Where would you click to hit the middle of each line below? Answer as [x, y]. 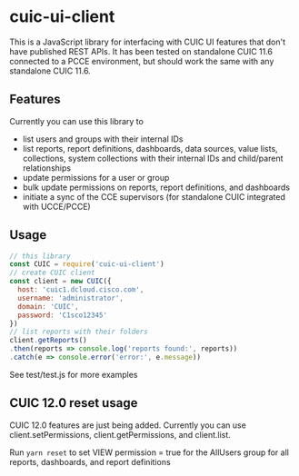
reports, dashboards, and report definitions [90, 461]
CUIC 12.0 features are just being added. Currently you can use [128, 425]
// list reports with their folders [79, 332]
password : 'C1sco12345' [62, 315]
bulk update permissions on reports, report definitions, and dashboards [156, 187]
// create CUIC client [52, 273]
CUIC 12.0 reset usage [74, 403]
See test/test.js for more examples [74, 374]
